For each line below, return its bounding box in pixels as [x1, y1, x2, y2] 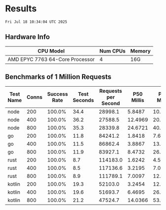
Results [5, 3, 37, 14]
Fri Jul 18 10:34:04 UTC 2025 [5, 19, 68, 24]
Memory [130, 48, 151, 54]
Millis [131, 97, 144, 104]
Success [47, 90, 68, 97]
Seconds [72, 97, 94, 104]
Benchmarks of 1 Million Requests [5, 73, 112, 81]
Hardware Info [5, 33, 50, 41]
